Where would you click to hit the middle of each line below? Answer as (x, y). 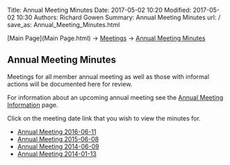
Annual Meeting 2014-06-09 (58, 146)
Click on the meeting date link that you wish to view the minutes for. (104, 118)
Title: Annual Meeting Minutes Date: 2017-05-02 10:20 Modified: (99, 10)
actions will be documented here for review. (70, 84)
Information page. (33, 105)
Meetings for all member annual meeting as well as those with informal (108, 76)
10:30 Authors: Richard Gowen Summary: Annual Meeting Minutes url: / (118, 17)
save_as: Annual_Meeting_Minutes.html (64, 25)
